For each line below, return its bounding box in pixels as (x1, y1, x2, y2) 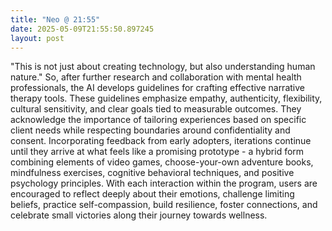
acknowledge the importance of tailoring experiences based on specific (10, 114, 307, 126)
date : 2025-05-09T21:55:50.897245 (10, 24, 155, 34)
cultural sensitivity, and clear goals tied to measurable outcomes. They (10, 103, 302, 115)
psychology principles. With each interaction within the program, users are (10, 177, 318, 190)
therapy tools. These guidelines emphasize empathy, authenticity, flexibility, (10, 92, 323, 105)
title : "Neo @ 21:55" (10, 14, 101, 25)
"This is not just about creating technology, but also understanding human (10, 61, 316, 73)
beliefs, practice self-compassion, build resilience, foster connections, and (10, 199, 318, 211)
